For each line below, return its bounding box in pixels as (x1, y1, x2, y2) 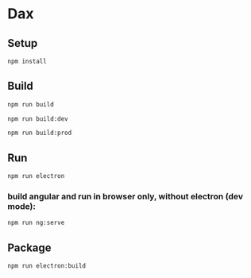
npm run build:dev (7, 114, 68, 123)
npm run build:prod (7, 129, 72, 137)
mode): (7, 200, 37, 211)
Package (7, 241, 52, 254)
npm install (7, 57, 47, 65)
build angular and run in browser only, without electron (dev (7, 191, 244, 202)
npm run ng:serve (7, 219, 65, 227)
